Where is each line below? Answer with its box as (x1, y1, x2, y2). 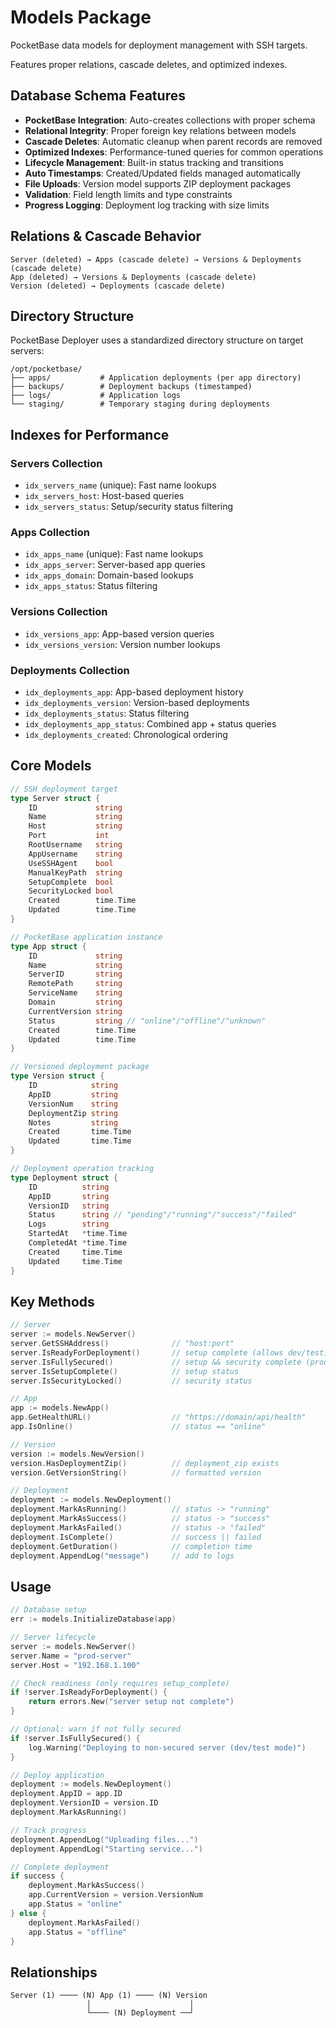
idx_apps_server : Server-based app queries (24, 559, 206, 571)
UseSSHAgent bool (28, 858, 114, 868)
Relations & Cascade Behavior (10, 228, 202, 245)
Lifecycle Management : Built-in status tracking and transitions (24, 156, 284, 168)
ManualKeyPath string (28, 867, 123, 878)
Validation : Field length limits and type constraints (24, 188, 233, 200)
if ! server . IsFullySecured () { (10, 1733, 141, 1743)
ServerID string (28, 969, 123, 980)
